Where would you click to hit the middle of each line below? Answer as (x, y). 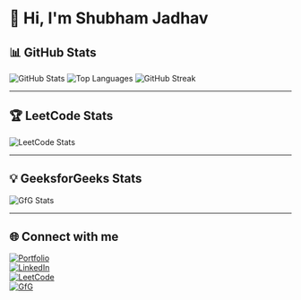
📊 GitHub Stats (53, 52)
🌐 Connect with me (64, 237)
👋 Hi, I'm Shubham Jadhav (109, 18)
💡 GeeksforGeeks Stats (76, 179)
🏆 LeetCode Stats (61, 116)
